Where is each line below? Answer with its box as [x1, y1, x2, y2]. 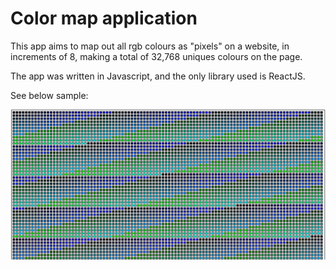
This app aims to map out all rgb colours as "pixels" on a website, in [10, 40, 290, 52]
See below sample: [10, 89, 89, 101]
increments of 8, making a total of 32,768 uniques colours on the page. [10, 50, 303, 62]
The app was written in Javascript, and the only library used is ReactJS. [10, 70, 306, 82]
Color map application [10, 7, 198, 30]
